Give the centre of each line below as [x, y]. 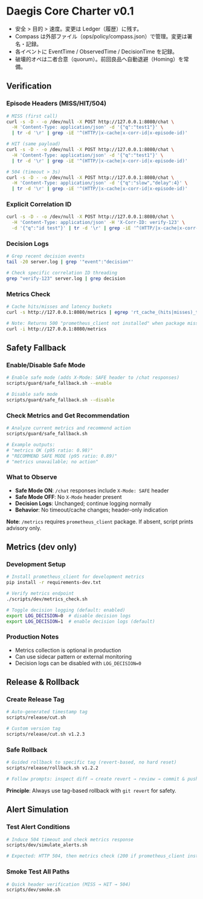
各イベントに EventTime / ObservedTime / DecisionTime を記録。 [96, 51]
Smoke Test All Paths [38, 872]
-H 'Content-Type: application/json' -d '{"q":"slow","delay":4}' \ [100, 183]
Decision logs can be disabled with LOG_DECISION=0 [78, 663]
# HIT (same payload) [34, 144]
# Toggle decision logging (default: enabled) [66, 610]
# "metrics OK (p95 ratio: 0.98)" [50, 450]
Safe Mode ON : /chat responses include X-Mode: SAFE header [92, 490]
